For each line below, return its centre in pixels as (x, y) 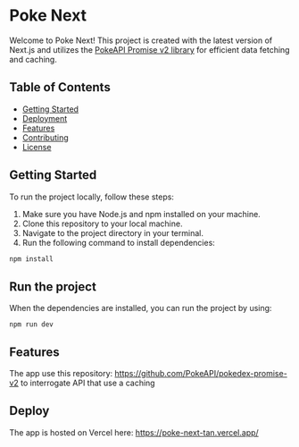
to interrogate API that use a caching (88, 383)
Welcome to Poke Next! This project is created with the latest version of (141, 40)
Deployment (45, 118)
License (37, 147)
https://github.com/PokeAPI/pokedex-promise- (201, 374)
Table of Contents (60, 87)
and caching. (33, 59)
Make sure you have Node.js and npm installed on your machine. (141, 214)
